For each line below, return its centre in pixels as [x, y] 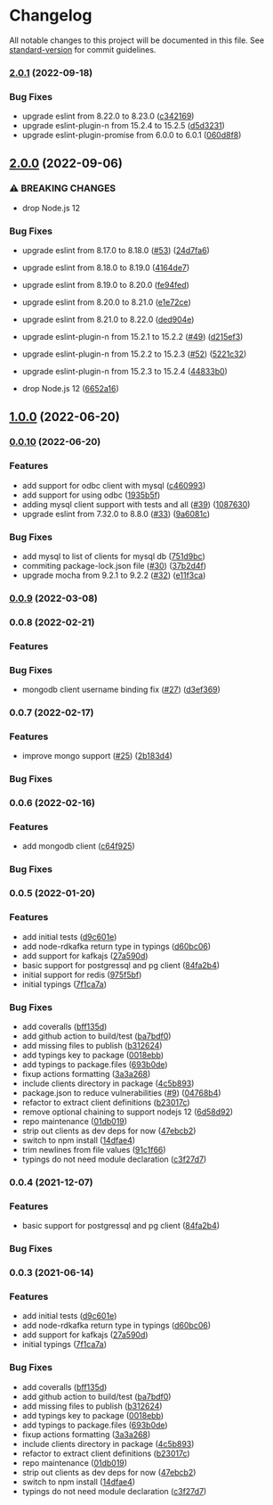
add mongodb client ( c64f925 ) [78, 846]
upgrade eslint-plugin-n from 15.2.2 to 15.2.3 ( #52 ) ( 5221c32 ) [134, 354]
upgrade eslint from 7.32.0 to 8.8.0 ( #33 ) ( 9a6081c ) [116, 514]
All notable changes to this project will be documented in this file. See [137, 40]
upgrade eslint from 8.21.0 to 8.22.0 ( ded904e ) [108, 320]
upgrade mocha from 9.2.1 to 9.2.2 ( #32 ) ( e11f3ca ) [114, 575]
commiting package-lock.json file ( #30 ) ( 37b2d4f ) [114, 566]
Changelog [51, 16]
